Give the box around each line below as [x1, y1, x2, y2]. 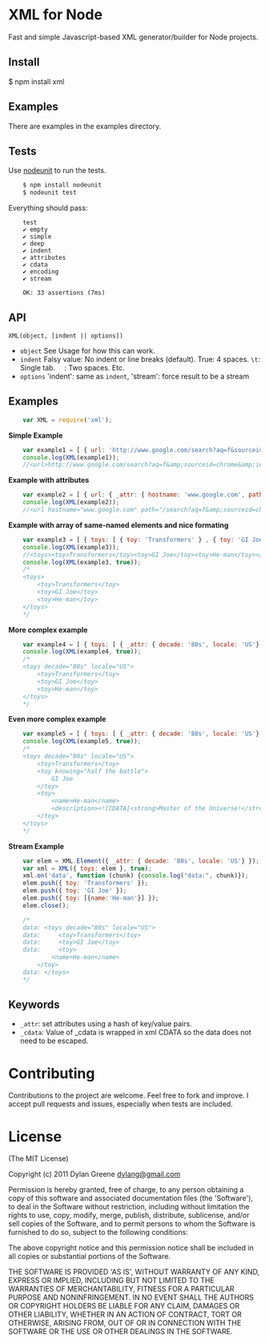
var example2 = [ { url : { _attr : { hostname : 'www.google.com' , [22, 491, 246, 499]
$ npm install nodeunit [22, 181, 102, 189]
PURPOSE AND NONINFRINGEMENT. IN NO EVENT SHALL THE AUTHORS [8, 1292, 255, 1302]
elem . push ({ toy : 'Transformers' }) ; [22, 880, 149, 888]
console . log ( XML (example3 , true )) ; [22, 558, 142, 566]
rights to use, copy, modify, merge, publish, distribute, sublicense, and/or [8, 1211, 250, 1220]
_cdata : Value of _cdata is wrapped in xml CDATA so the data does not [19, 1028, 252, 1038]
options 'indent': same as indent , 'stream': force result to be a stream [19, 371, 250, 381]
